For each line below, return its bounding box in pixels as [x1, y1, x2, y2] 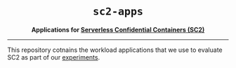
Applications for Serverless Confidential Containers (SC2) [31, 25, 205, 34]
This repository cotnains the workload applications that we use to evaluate [7, 46, 223, 54]
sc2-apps [92, 5, 144, 18]
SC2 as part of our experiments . [7, 53, 100, 61]
